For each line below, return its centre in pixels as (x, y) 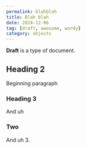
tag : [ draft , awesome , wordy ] (44, 28)
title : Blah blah (28, 17)
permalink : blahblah (32, 12)
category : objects (29, 34)
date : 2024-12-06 (28, 22)
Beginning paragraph (32, 83)
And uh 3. (18, 140)
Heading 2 (26, 69)
